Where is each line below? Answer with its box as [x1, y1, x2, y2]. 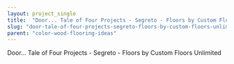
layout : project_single [7, 10, 77, 17]
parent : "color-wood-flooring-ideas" [7, 29, 117, 37]
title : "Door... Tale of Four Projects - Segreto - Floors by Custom [7, 17, 217, 24]
